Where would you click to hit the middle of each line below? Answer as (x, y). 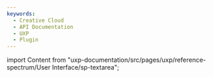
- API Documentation (43, 27)
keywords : (21, 14)
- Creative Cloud (39, 20)
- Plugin (26, 40)
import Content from (36, 60)
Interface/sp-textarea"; (86, 67)
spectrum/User (29, 67)
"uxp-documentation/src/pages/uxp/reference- (137, 60)
